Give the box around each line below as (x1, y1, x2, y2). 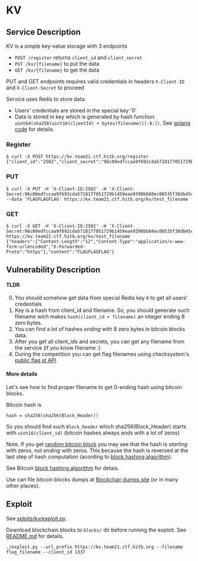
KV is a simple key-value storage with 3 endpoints (6, 42, 128, 49)
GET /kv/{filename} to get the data (14, 67, 100, 74)
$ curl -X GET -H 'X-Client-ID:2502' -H (6, 223, 107, 229)
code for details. (14, 126, 55, 132)
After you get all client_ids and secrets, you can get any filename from (14, 338, 185, 345)
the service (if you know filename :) (14, 344, 101, 351)
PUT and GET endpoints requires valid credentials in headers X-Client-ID (6, 78, 185, 85)
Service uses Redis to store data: (6, 95, 87, 102)
